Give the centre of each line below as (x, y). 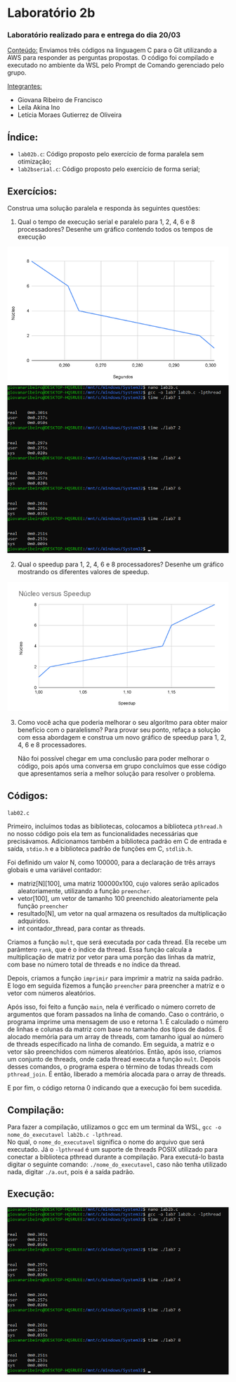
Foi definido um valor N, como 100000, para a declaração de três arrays (111, 863)
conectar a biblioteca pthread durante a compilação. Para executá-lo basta (116, 1157)
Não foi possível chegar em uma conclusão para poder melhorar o (113, 759)
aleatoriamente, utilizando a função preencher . (85, 891)
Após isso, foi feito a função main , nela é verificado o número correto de (111, 1007)
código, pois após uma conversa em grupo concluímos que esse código (122, 766)
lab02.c (19, 814)
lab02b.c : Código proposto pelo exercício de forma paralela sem (111, 154)
